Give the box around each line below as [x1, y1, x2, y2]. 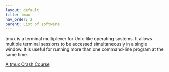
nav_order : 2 [5, 17, 33, 22]
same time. [5, 52, 29, 58]
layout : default [5, 7, 39, 13]
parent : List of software [5, 21, 60, 27]
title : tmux [5, 12, 30, 17]
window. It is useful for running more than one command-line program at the [5, 46, 164, 52]
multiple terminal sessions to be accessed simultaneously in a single [5, 41, 147, 47]
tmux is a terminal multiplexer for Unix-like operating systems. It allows [5, 35, 152, 42]
